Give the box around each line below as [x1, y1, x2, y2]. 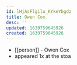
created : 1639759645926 [6, 30, 64, 36]
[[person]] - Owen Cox [14, 46, 69, 53]
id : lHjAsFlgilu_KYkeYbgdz [6, 8, 72, 15]
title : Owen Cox [6, 14, 45, 20]
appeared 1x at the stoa [14, 53, 71, 60]
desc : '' [6, 19, 27, 25]
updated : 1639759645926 [6, 25, 64, 31]
